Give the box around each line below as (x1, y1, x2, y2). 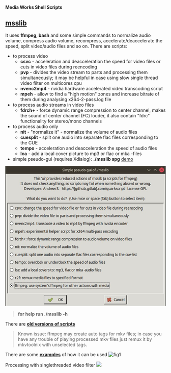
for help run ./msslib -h (17, 311, 68, 317)
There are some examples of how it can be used (5, 352, 108, 358)
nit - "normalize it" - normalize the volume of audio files (20, 129, 137, 135)
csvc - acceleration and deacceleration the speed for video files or (20, 59, 161, 65)
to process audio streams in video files (12, 102, 94, 108)
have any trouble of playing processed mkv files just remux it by (17, 336, 152, 342)
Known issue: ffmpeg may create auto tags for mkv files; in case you (17, 331, 162, 337)
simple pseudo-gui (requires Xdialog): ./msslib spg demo (12, 156, 133, 162)
